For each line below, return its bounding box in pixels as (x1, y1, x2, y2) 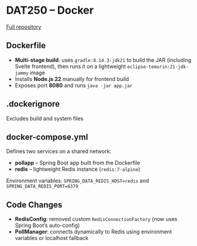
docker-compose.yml (6, 132, 88, 142)
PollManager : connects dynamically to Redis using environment (14, 228, 172, 235)
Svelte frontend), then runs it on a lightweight (14, 63, 126, 70)
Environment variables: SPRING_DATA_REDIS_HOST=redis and (6, 177, 149, 185)
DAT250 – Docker (6, 4, 94, 17)
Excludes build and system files (6, 114, 84, 122)
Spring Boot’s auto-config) (14, 222, 80, 229)
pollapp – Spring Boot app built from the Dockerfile (14, 159, 140, 167)
